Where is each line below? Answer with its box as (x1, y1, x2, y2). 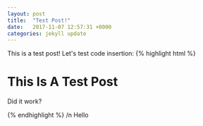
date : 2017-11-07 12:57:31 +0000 (7, 23, 112, 30)
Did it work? (7, 97, 42, 106)
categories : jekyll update (7, 30, 87, 37)
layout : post (7, 10, 46, 18)
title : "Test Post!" (7, 17, 71, 24)
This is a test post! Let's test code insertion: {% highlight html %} (7, 49, 196, 58)
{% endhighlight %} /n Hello (7, 111, 90, 120)
